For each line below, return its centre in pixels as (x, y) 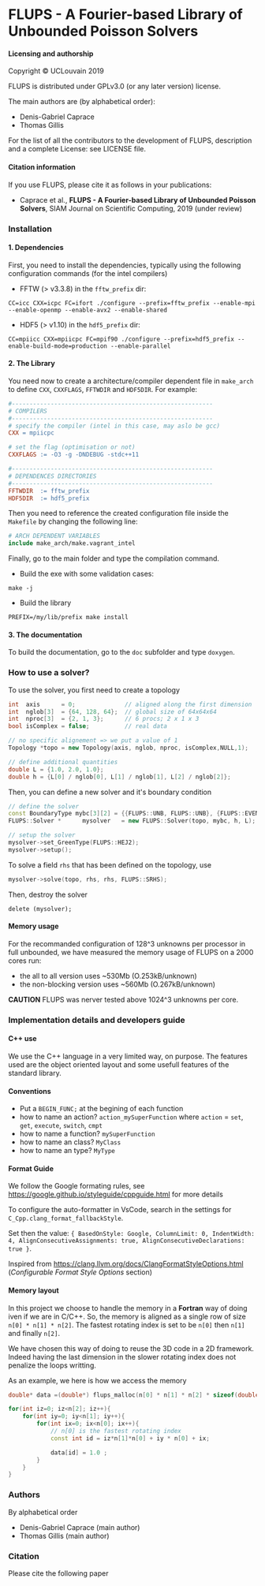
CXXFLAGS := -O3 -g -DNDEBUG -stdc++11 (74, 455)
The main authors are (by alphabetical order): (82, 102)
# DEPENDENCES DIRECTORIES (52, 476)
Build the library (45, 603)
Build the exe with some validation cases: (86, 574)
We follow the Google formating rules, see (77, 1186)
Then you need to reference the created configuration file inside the (118, 513)
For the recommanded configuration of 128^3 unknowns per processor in (127, 943)
